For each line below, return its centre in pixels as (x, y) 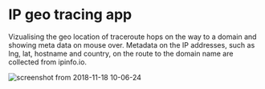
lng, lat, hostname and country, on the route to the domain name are (121, 53)
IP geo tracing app (70, 15)
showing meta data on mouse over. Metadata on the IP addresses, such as (132, 44)
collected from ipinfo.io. (47, 62)
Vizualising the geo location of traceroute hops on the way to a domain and (132, 37)
